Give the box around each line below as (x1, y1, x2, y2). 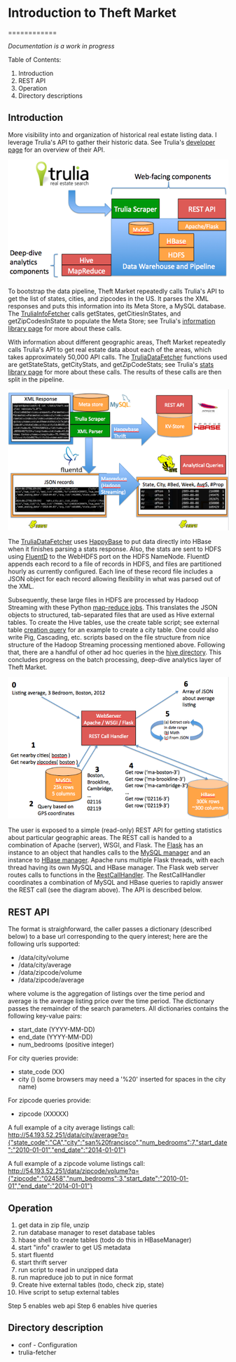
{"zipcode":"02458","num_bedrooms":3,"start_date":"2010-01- (8, 1174, 189, 1183)
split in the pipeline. (8, 375, 64, 384)
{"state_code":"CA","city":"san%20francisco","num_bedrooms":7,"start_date (8, 1139, 228, 1147)
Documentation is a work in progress (8, 41, 115, 50)
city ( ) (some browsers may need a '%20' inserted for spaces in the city (18, 1075, 226, 1084)
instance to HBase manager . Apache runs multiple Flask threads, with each (8, 856, 225, 864)
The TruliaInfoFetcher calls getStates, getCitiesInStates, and (8, 309, 181, 318)
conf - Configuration (18, 1340, 78, 1349)
